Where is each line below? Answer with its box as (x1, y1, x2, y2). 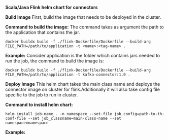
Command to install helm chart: (5, 101, 73, 108)
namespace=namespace (5, 120, 49, 125)
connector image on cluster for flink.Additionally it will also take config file (5, 86, 160, 92)
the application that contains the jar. (5, 29, 80, 35)
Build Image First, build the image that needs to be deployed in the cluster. (5, 14, 161, 20)
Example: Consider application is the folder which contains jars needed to (5, 53, 160, 58)
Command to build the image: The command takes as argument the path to (5, 24, 164, 30)
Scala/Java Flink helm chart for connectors (5, 5, 98, 10)
